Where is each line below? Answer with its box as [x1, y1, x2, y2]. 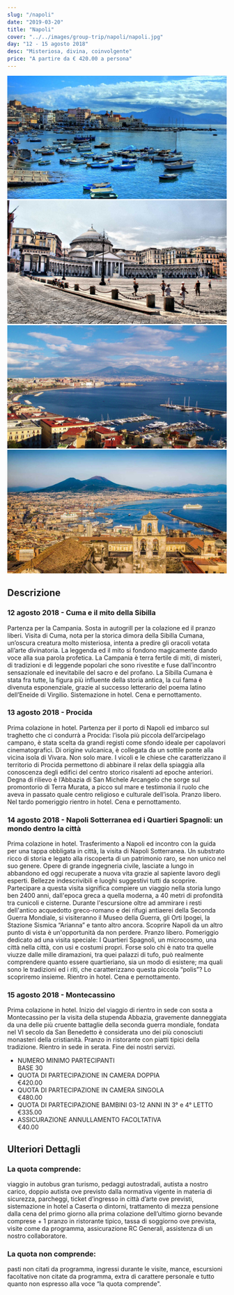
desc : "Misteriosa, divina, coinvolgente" [7, 48, 132, 55]
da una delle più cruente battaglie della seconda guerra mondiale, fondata [7, 1021, 219, 1029]
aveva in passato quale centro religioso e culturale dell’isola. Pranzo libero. [7, 790, 221, 798]
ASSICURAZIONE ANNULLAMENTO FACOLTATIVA [17, 1115, 162, 1124]
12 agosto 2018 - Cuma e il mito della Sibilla [7, 608, 157, 618]
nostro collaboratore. [7, 1232, 68, 1240]
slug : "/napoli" [7, 11, 54, 18]
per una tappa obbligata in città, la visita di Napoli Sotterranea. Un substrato [7, 847, 225, 855]
